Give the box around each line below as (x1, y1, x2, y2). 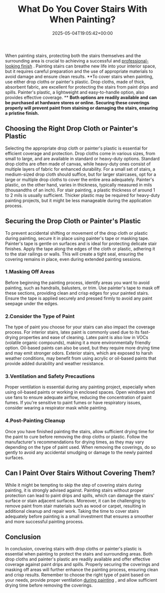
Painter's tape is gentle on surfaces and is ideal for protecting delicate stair (5, 240, 157, 247)
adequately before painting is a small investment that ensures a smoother (5, 513, 154, 519)
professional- (121, 58, 149, 63)
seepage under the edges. (5, 300, 59, 306)
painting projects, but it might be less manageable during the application (5, 197, 152, 203)
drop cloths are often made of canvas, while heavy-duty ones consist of (5, 161, 151, 167)
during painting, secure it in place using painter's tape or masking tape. (5, 235, 149, 241)
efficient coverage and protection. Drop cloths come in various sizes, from (5, 150, 156, 156)
